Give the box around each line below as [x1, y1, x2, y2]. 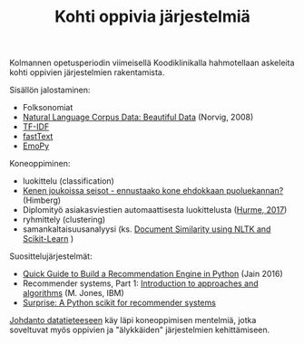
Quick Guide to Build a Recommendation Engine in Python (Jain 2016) [22, 269, 283, 280]
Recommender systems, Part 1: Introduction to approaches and [22, 278, 259, 289]
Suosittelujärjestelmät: [9, 251, 93, 262]
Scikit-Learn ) [22, 234, 74, 244]
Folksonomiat [22, 102, 74, 113]
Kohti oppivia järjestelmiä [54, 6, 251, 27]
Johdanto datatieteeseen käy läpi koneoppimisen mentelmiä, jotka [9, 315, 257, 326]
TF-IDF [22, 121, 50, 132]
